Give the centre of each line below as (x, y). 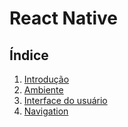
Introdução (46, 79)
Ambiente (43, 90)
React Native (64, 18)
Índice (29, 55)
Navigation (46, 111)
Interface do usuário (65, 100)
